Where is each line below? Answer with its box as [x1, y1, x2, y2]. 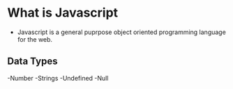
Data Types [7, 56, 58, 67]
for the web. [17, 35, 53, 43]
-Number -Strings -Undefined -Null [7, 74, 109, 82]
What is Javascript [7, 5, 119, 21]
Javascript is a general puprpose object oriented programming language [17, 28, 227, 36]
